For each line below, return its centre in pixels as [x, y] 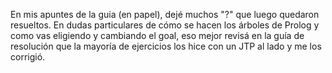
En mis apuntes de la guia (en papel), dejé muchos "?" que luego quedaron [165, 14]
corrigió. [28, 57]
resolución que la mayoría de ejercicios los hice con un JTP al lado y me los [166, 46]
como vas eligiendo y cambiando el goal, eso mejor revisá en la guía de [157, 35]
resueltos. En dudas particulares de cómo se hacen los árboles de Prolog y [165, 25]
